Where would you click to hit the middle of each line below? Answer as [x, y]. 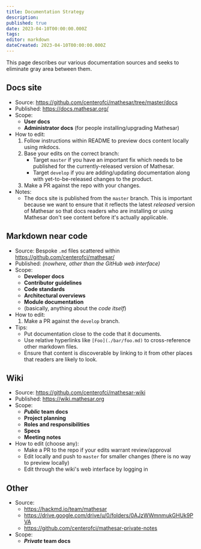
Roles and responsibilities [57, 425]
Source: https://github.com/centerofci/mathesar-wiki [80, 393]
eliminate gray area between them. [49, 69]
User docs [37, 121]
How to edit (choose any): [47, 444]
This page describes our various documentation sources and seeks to [93, 62]
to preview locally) [47, 463]
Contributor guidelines [53, 283]
